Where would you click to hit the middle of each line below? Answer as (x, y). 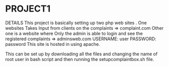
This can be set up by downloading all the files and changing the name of (81, 54)
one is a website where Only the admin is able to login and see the (74, 33)
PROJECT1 (28, 9)
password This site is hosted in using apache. (53, 44)
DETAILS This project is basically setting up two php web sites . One (76, 23)
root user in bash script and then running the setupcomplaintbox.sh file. (80, 59)
